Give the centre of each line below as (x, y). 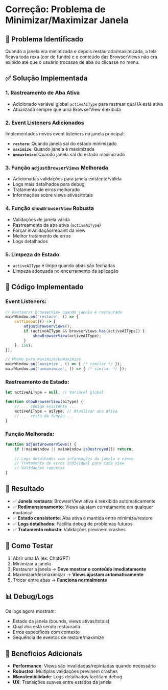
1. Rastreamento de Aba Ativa (43, 93)
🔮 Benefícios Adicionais (44, 653)
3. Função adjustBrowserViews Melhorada (57, 168)
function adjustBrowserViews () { (41, 444)
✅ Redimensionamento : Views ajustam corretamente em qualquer (83, 507)
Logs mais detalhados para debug (49, 184)
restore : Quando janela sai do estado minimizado (65, 144)
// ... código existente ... (45, 407)
